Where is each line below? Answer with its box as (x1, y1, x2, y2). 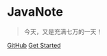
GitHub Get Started (7, 41, 61, 49)
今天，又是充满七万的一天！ (23, 27, 103, 36)
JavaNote (7, 4, 64, 20)
